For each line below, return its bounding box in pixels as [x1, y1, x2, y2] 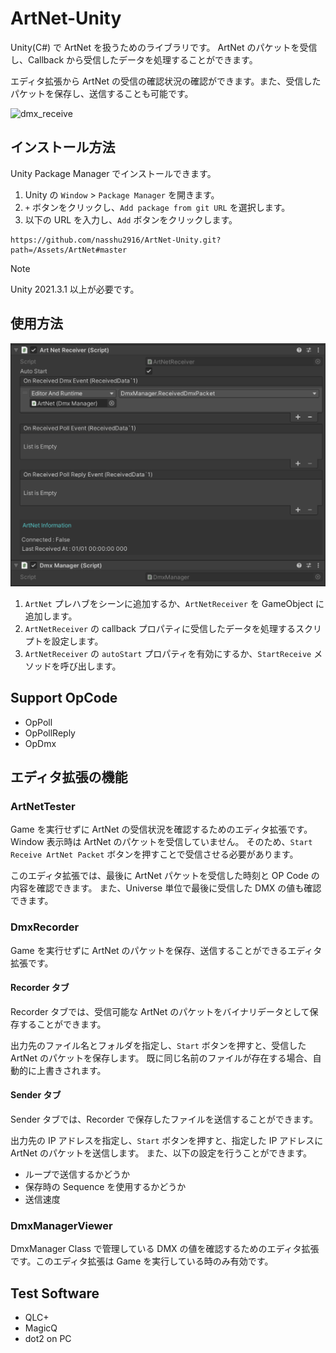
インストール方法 [10, 139, 116, 156]
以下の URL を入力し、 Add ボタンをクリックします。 [24, 213, 238, 226]
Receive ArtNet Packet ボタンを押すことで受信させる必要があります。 [10, 848, 299, 861]
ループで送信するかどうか [24, 1168, 130, 1181]
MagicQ [24, 1322, 58, 1334]
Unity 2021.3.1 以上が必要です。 [10, 283, 140, 295]
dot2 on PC [24, 1333, 72, 1345]
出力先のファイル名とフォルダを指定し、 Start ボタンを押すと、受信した [10, 1039, 307, 1051]
